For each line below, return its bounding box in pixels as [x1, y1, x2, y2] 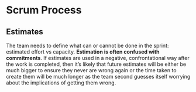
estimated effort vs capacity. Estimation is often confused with [6, 48, 160, 55]
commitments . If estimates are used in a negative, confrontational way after [6, 55, 190, 61]
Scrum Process [6, 3, 82, 17]
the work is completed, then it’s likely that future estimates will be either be [6, 61, 187, 68]
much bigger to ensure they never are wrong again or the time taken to [6, 67, 177, 73]
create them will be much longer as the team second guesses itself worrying [6, 73, 191, 80]
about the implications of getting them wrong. [6, 79, 116, 86]
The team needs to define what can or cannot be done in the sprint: [6, 42, 169, 49]
